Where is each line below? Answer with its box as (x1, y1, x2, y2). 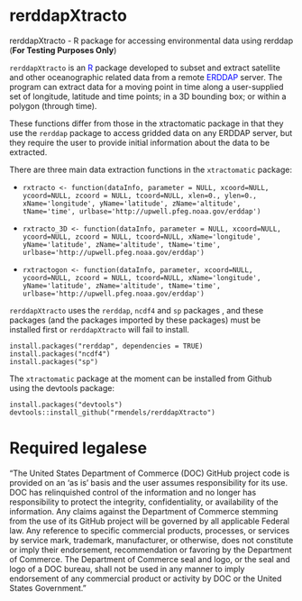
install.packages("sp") (9, 357, 99, 366)
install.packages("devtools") (9, 400, 124, 409)
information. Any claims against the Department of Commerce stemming (9, 505, 279, 516)
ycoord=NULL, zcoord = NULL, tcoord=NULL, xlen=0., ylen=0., (22, 191, 258, 200)
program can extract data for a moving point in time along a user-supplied (9, 81, 284, 92)
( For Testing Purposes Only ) (9, 44, 117, 55)
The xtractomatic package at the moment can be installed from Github (9, 373, 272, 384)
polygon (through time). (9, 100, 97, 111)
